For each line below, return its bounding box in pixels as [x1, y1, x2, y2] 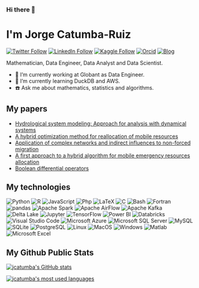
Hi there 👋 [6, 5, 36, 14]
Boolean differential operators [14, 164, 89, 172]
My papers [6, 104, 48, 114]
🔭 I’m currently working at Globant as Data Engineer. [14, 70, 145, 78]
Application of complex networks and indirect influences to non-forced [14, 139, 191, 146]
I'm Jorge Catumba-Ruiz [6, 28, 131, 42]
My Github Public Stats [6, 247, 94, 258]
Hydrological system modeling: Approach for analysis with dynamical [14, 120, 186, 127]
